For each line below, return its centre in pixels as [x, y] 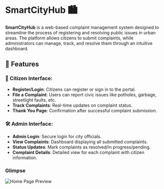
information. [25, 158]
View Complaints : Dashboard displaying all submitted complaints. [80, 142]
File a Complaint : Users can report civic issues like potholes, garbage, [84, 94]
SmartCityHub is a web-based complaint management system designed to [82, 27]
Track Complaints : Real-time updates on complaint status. [72, 105]
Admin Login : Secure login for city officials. [57, 136]
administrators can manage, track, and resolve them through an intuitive [79, 43]
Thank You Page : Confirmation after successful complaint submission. [85, 110]
